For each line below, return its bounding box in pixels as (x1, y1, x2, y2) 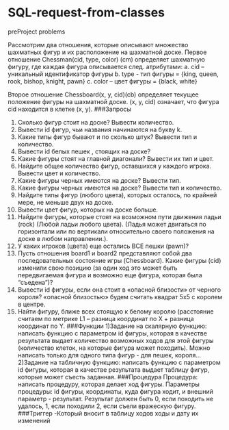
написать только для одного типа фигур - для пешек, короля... (17, 351, 201, 359)
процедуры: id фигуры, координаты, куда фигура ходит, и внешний (17, 387, 214, 395)
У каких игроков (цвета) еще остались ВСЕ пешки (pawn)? (17, 242, 189, 250)
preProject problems (8, 27, 66, 36)
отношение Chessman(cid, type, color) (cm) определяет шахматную (8, 55, 206, 63)
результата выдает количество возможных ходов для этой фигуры (17, 336, 214, 344)
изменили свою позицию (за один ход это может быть (17, 264, 178, 272)
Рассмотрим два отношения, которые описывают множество (8, 40, 189, 49)
